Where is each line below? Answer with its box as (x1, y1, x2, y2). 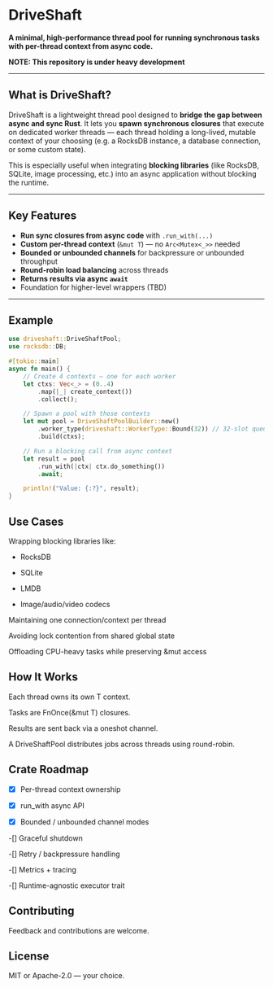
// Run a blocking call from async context (23, 447, 173, 455)
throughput (19, 256, 58, 266)
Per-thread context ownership (19, 784, 121, 794)
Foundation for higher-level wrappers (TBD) (19, 282, 167, 292)
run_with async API (19, 800, 85, 811)
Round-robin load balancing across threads (19, 264, 169, 274)
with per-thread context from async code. (8, 41, 154, 50)
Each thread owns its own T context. (8, 692, 131, 702)
